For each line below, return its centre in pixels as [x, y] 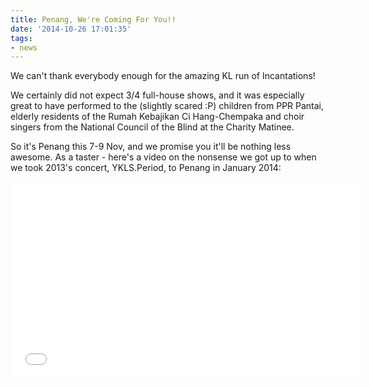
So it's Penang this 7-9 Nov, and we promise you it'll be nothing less [151, 147]
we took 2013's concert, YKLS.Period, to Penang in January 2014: [146, 168]
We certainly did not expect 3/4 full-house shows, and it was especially [157, 95]
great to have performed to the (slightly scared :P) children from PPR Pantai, [167, 106]
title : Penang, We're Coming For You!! [93, 19]
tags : [21, 38]
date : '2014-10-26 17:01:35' [71, 29]
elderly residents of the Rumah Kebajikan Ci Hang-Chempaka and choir [157, 117]
